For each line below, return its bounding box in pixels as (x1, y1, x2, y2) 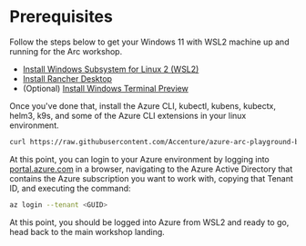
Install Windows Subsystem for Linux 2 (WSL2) (22, 64, 199, 74)
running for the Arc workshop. (9, 45, 123, 56)
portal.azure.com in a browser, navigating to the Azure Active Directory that (9, 163, 293, 174)
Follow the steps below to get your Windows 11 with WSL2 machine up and (9, 36, 290, 47)
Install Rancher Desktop (22, 73, 112, 84)
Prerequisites (9, 6, 114, 27)
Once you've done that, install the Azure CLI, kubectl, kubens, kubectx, (9, 100, 276, 111)
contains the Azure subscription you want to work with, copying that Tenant (9, 172, 294, 183)
